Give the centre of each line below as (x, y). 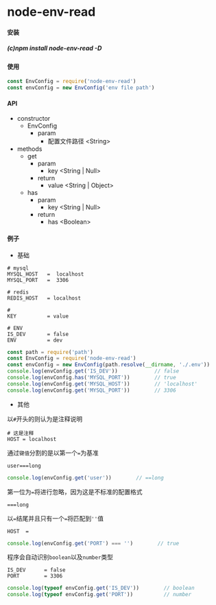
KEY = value (38, 316)
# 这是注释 (21, 433)
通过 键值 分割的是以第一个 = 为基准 (53, 453)
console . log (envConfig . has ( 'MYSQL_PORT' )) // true (92, 378)
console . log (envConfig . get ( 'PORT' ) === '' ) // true (93, 543)
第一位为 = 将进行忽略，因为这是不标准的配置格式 (75, 492)
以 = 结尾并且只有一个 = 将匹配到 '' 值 (56, 518)
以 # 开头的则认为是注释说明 (45, 418)
